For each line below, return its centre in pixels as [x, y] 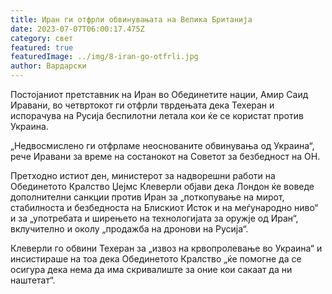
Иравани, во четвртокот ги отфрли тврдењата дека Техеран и [142, 105]
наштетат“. [33, 280]
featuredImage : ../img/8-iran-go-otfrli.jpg [104, 57]
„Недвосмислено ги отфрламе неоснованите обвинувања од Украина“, [162, 145]
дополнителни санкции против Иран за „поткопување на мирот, [147, 197]
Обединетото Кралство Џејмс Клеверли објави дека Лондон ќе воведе [162, 186]
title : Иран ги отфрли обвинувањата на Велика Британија [131, 19]
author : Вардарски [48, 66]
